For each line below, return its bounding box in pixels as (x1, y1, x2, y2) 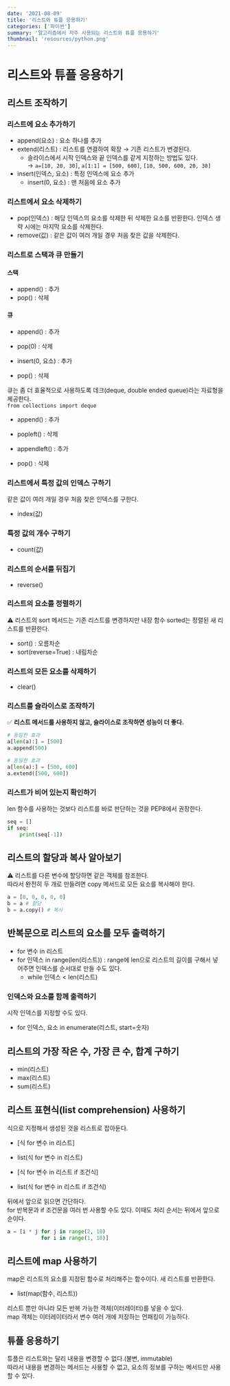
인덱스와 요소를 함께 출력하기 (7, 991, 97, 1001)
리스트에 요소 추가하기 (7, 119, 76, 129)
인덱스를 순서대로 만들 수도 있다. (35, 964, 122, 972)
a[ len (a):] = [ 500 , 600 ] (7, 763, 78, 770)
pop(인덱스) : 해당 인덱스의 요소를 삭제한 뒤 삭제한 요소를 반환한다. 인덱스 (16, 214, 214, 223)
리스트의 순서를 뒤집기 (7, 564, 76, 574)
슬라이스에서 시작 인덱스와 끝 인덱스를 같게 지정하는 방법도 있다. (27, 154, 198, 162)
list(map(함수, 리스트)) (16, 1290, 78, 1298)
